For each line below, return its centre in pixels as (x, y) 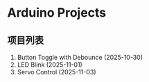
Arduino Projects (57, 13)
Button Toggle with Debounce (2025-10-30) (80, 57)
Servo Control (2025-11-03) (56, 72)
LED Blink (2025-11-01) (50, 65)
